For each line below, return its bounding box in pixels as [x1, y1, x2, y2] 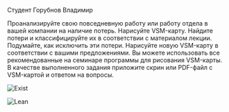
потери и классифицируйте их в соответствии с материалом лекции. [7, 34, 212, 42]
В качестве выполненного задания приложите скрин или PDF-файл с [7, 64, 213, 71]
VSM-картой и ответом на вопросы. [7, 71, 114, 79]
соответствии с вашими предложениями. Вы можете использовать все [7, 48, 220, 57]
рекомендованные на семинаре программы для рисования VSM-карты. [7, 56, 223, 64]
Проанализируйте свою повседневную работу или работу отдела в [7, 19, 208, 27]
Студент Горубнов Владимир [7, 6, 94, 14]
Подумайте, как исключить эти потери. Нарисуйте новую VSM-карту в [7, 41, 219, 49]
